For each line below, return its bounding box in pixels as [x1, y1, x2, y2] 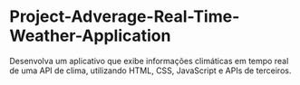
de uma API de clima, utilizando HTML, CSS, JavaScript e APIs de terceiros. [9, 65, 292, 76]
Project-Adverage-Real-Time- [9, 6, 240, 27]
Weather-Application [9, 25, 171, 46]
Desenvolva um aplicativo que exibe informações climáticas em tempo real [9, 55, 289, 66]
